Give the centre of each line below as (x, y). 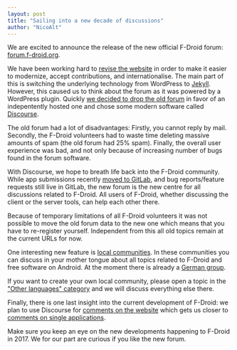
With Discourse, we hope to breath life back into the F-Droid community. (114, 172)
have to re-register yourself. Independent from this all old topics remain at (116, 231)
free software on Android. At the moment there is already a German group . (117, 267)
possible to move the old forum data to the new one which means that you (116, 223)
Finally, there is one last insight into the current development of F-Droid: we (118, 302)
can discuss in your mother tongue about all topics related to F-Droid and (115, 260)
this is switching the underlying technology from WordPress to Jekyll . (109, 84)
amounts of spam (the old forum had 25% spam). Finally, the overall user (114, 143)
